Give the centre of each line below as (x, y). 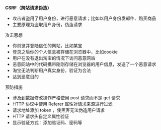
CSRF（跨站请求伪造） (28, 8)
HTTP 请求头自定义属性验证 (41, 116)
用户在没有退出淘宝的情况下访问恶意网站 (54, 58)
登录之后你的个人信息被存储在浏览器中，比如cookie (65, 52)
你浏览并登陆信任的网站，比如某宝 (47, 46)
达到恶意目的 (25, 77)
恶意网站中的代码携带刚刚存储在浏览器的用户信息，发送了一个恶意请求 (84, 64)
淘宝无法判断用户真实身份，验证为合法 (51, 70)
